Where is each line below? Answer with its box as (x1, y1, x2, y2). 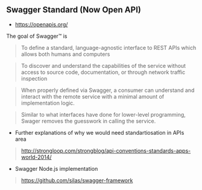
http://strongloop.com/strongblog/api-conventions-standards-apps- (21, 147, 191, 154)
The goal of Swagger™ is (6, 32, 68, 40)
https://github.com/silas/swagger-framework (21, 177, 133, 184)
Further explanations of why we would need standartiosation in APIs (14, 129, 185, 136)
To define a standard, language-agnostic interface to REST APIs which (21, 44, 197, 51)
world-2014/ (21, 153, 52, 161)
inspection (21, 75, 48, 82)
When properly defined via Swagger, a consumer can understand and (21, 87, 195, 94)
